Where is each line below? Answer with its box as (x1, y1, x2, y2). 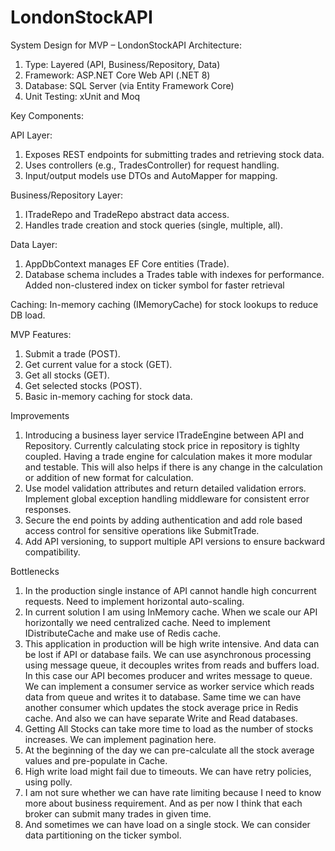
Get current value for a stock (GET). (24, 358, 173, 370)
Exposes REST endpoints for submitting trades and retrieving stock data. (24, 148, 325, 160)
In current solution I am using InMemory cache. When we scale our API (24, 606, 318, 618)
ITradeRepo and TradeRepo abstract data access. (24, 208, 230, 220)
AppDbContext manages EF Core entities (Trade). (24, 257, 230, 270)
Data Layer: (10, 238, 58, 250)
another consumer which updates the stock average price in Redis (24, 701, 299, 713)
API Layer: (10, 129, 53, 141)
